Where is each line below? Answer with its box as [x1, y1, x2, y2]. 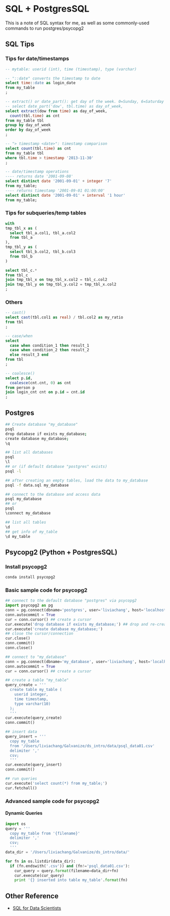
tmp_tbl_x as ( [5, 226, 37, 231]
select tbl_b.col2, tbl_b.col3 [10, 249, 76, 254]
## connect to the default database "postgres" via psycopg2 [5, 598, 137, 603]
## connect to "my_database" [5, 654, 67, 659]
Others [5, 299, 23, 306]
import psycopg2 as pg [5, 603, 53, 608]
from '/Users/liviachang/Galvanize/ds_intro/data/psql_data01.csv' [10, 743, 155, 748]
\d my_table [5, 534, 30, 539]
